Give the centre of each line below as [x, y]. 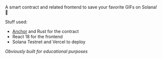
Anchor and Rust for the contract [45, 31]
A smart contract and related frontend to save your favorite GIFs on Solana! [81, 7]
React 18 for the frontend [37, 37]
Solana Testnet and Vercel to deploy [49, 42]
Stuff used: [16, 22]
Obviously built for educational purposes [46, 51]
